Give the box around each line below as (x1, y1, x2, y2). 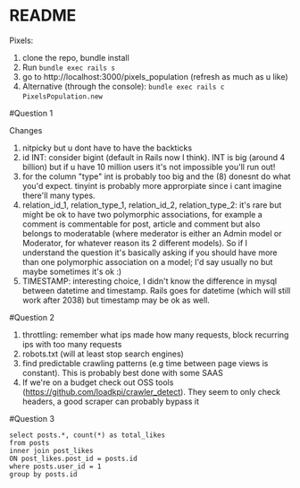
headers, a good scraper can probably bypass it (21, 396, 199, 407)
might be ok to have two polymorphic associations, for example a (21, 209, 263, 219)
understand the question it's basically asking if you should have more (21, 247, 279, 258)
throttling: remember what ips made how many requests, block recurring (21, 329, 289, 340)
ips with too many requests (21, 338, 122, 349)
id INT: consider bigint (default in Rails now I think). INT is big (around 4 (21, 151, 286, 162)
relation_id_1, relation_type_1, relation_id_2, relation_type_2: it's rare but (21, 199, 282, 210)
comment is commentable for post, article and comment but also (21, 218, 261, 229)
